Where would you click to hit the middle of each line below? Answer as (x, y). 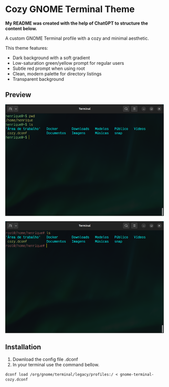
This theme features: (27, 48)
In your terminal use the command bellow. (56, 364)
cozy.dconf (17, 379)
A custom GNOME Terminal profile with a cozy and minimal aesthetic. (77, 38)
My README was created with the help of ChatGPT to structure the (77, 23)
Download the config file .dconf (45, 359)
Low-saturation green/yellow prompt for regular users (68, 63)
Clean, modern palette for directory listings (57, 73)
